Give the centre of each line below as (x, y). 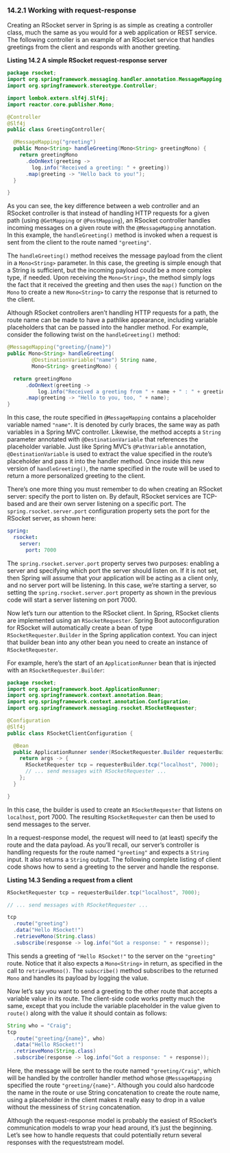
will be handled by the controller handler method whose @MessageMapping (110, 1078)
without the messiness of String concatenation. (75, 1107)
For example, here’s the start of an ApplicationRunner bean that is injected (112, 663)
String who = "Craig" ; (39, 1025)
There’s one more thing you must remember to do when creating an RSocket (115, 489)
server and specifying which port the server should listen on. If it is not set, (113, 570)
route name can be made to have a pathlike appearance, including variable (112, 320)
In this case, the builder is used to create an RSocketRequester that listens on (115, 810)
